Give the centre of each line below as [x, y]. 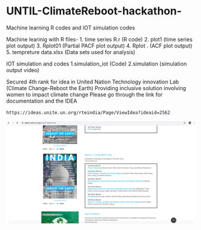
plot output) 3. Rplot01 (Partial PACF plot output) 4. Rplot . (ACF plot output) [99, 46]
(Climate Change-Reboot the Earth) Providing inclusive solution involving [96, 88]
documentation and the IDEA [42, 101]
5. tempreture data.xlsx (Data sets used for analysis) [71, 52]
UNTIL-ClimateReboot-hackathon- [94, 11]
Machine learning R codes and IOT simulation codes [70, 28]
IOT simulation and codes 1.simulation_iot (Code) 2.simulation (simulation [97, 64]
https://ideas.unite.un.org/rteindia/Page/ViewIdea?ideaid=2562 [88, 112]
